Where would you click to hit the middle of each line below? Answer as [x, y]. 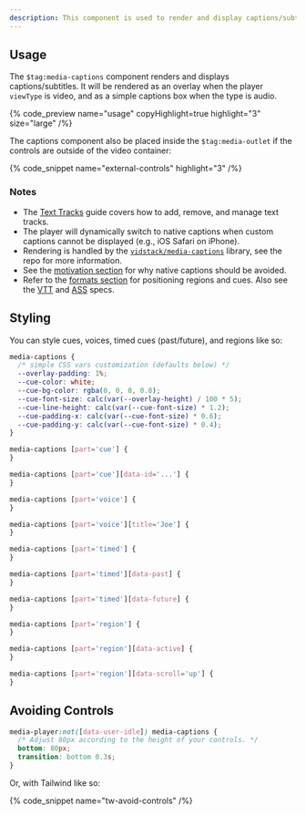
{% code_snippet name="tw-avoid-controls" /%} [101, 800]
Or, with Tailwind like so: [55, 783]
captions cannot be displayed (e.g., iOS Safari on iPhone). [131, 241]
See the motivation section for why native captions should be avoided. [154, 270]
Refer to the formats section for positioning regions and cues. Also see [155, 280]
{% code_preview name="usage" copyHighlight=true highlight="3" [135, 114]
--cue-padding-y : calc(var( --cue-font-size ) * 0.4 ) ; [120, 425]
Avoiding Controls [61, 711]
